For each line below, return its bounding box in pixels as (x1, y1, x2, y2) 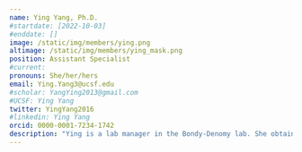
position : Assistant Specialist (9, 55, 130, 63)
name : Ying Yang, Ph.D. (9, 13, 99, 22)
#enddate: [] (9, 30, 58, 38)
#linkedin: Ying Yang (9, 113, 91, 122)
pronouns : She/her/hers (9, 72, 99, 80)
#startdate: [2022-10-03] (9, 21, 106, 30)
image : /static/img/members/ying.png (9, 38, 151, 47)
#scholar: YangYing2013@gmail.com (9, 88, 139, 97)
